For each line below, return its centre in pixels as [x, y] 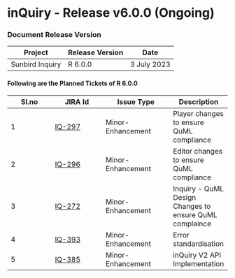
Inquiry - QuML [199, 189]
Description [199, 101]
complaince [192, 224]
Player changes [198, 113]
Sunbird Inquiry [36, 64]
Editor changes [198, 151]
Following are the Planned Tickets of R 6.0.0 [72, 83]
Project [36, 52]
